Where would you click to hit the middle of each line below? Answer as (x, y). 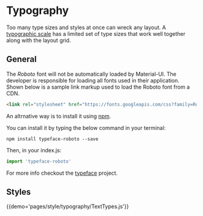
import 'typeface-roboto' (39, 161)
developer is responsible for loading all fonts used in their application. (93, 80)
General (22, 59)
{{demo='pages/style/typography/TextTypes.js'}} (68, 206)
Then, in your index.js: (34, 150)
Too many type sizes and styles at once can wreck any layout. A (86, 27)
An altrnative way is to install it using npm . (59, 116)
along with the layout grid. (39, 40)
